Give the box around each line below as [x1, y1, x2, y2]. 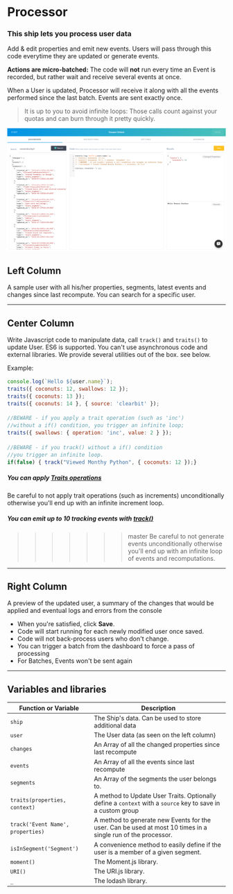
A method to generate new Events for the [94, 816, 212, 825]
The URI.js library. [94, 867, 145, 875]
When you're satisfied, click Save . [17, 620, 115, 628]
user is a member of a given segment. [94, 847, 202, 856]
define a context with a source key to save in [94, 799, 221, 807]
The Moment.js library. [94, 857, 158, 866]
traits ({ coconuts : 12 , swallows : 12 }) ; [7, 385, 129, 392]
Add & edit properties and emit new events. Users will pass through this [7, 44, 212, 53]
